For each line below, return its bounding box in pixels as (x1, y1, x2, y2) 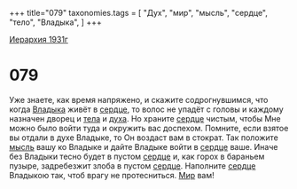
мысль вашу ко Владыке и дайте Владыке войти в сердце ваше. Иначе (9, 141, 278, 152)
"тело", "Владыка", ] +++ (9, 17, 102, 28)
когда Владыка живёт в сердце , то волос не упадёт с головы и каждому (9, 104, 284, 114)
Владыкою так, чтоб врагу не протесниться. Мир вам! (9, 169, 215, 180)
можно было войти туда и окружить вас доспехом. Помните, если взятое (9, 122, 289, 133)
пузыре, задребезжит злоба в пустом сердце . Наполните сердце (9, 160, 256, 171)
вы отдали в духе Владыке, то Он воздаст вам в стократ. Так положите (9, 132, 279, 143)
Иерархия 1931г (9, 35, 68, 44)
